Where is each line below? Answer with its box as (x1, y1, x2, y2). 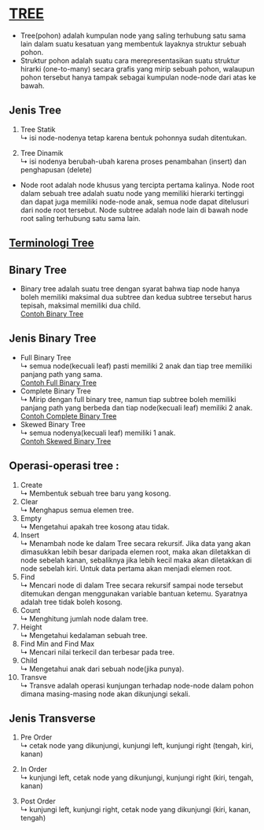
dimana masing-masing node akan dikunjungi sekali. (20, 689, 191, 699)
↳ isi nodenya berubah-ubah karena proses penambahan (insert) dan (20, 157, 247, 166)
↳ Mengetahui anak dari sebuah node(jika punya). (20, 664, 184, 673)
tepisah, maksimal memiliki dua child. (20, 301, 141, 310)
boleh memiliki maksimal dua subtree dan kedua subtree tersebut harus (20, 292, 252, 301)
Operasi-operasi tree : (9, 459, 119, 473)
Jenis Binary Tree (9, 332, 97, 345)
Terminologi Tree (9, 237, 94, 250)
